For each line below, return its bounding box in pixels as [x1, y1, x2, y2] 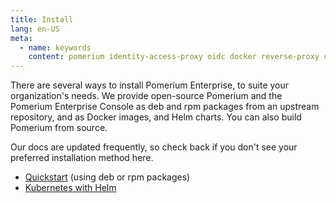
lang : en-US [10, 24, 60, 34]
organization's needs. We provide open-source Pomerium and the [10, 90, 283, 102]
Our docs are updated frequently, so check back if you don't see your [10, 141, 298, 153]
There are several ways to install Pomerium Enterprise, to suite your [10, 79, 290, 91]
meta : [10, 33, 33, 43]
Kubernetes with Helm [24, 182, 117, 194]
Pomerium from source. [10, 122, 108, 134]
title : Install [10, 14, 74, 25]
